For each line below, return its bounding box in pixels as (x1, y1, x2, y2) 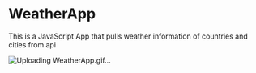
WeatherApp (8, 5, 96, 23)
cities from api (8, 39, 57, 49)
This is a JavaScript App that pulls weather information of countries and (8, 31, 249, 41)
